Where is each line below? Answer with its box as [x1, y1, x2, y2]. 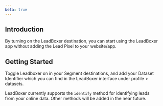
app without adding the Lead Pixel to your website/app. [5, 43, 116, 49]
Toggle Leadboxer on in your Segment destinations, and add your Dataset [5, 70, 154, 76]
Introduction [5, 25, 44, 34]
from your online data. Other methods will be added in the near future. [5, 96, 147, 102]
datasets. [5, 81, 24, 87]
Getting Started [5, 57, 53, 66]
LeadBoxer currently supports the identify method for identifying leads [5, 90, 150, 96]
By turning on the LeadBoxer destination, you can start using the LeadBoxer [5, 38, 158, 44]
